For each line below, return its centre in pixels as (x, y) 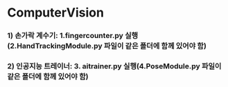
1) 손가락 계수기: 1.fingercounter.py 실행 (73, 36)
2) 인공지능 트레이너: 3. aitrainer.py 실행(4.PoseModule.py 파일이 (114, 66)
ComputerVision (55, 13)
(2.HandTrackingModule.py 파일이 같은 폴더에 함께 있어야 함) (107, 46)
